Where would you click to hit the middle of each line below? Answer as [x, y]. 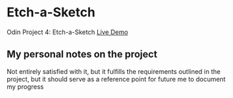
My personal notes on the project [82, 54]
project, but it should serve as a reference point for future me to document [116, 79]
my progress [25, 87]
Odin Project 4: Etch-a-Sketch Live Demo [68, 32]
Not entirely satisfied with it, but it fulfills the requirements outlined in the [114, 71]
